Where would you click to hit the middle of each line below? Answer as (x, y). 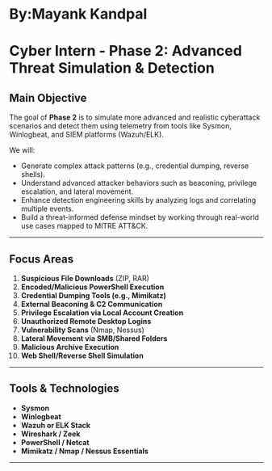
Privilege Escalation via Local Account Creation (102, 313)
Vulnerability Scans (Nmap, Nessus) (82, 330)
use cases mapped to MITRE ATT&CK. (84, 226)
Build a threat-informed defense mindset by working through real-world (140, 217)
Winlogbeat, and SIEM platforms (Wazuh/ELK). (87, 135)
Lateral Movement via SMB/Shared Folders (94, 339)
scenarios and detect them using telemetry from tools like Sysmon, (121, 126)
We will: (22, 150)
